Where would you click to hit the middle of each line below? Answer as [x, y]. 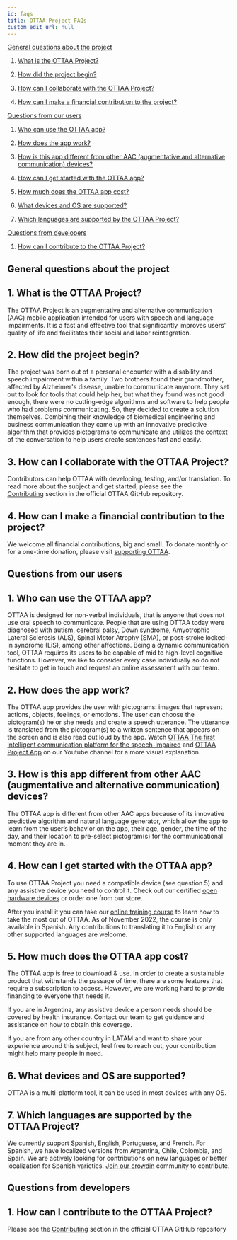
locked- [217, 638]
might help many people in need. [55, 1054]
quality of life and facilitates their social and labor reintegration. [99, 333]
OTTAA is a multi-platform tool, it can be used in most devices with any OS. [117, 1093]
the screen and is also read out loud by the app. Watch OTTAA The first [111, 737]
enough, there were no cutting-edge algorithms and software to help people [118, 402]
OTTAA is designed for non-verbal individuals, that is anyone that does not [116, 615]
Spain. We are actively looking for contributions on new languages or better [117, 1159]
